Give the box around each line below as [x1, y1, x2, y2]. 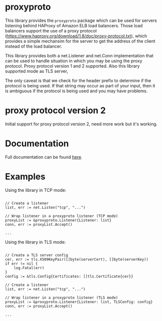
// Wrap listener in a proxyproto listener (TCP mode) [5, 213, 118, 219]
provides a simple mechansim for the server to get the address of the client [5, 38, 156, 44]
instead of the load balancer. [5, 43, 62, 49]
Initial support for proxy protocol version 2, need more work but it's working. [5, 121, 158, 127]
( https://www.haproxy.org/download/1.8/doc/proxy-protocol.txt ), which [5, 33, 147, 39]
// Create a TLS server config [5, 253, 68, 257]
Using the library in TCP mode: [5, 187, 66, 193]
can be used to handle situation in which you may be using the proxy [5, 58, 143, 64]
